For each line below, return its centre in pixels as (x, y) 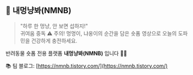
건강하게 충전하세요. (54, 41)
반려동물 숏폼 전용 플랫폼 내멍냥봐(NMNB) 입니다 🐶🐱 (67, 53)
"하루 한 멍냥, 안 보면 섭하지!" (54, 26)
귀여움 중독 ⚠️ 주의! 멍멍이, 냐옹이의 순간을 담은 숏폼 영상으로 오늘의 (98, 33)
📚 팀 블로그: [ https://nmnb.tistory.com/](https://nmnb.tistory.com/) (87, 66)
